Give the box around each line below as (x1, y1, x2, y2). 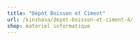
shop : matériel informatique (7, 22, 91, 29)
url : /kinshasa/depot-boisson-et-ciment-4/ (7, 16, 134, 23)
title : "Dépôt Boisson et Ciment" (7, 9, 106, 17)
